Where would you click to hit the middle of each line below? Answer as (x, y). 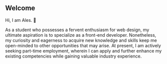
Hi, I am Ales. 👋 (21, 20)
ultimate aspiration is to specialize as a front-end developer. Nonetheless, (81, 35)
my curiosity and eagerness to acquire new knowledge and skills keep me (81, 40)
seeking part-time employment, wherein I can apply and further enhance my (83, 51)
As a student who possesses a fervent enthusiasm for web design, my (77, 30)
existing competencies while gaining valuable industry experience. (74, 56)
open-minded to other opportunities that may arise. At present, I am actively (83, 45)
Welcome (20, 8)
